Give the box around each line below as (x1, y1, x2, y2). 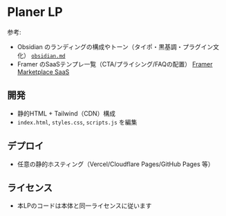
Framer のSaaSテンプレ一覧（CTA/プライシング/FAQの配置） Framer (17, 60, 213, 68)
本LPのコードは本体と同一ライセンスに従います (17, 201, 152, 210)
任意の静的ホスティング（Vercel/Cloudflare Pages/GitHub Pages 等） (17, 160, 214, 168)
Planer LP (7, 4, 64, 20)
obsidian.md (30, 53, 66, 60)
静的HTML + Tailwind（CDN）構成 (17, 109, 116, 118)
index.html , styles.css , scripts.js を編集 (17, 118, 138, 126)
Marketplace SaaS (17, 67, 70, 76)
